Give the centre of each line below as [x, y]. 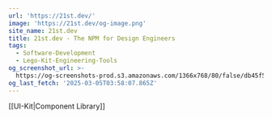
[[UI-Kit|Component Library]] [57, 106]
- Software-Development [55, 53]
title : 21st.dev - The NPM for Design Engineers [92, 38]
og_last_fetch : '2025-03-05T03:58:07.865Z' [83, 83]
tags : [17, 46]
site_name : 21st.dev [43, 31]
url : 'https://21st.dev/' [52, 16]
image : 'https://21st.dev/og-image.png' [78, 23]
